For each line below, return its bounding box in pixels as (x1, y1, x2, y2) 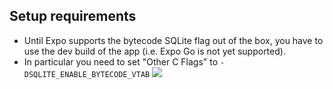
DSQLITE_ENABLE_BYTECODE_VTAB (23, 69, 151, 79)
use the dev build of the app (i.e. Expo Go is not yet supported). (23, 45, 286, 57)
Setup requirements (9, 8, 137, 25)
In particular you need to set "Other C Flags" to (23, 55, 219, 68)
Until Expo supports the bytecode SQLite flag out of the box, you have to (23, 34, 324, 46)
